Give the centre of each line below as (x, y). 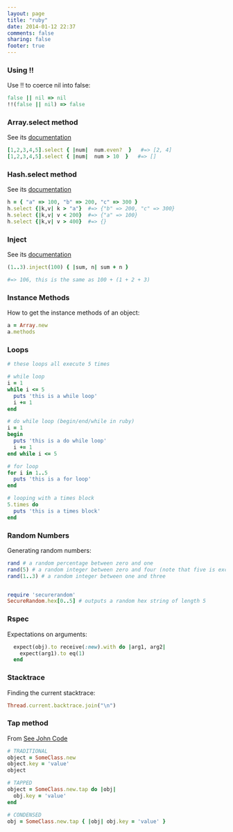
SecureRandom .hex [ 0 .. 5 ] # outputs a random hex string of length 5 (107, 601)
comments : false (31, 33)
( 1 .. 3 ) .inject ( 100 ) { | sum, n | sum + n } (68, 267)
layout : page (26, 14)
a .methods (21, 332)
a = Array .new (28, 326)
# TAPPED (20, 783)
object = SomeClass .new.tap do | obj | (62, 790)
